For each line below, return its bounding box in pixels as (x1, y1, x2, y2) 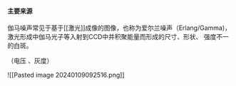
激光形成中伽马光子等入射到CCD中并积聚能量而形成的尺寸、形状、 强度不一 (7, 33, 230, 41)
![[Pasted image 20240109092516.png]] (7, 71, 125, 80)
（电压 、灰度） (7, 57, 53, 65)
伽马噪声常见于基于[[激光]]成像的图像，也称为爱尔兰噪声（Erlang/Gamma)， (7, 23, 232, 32)
